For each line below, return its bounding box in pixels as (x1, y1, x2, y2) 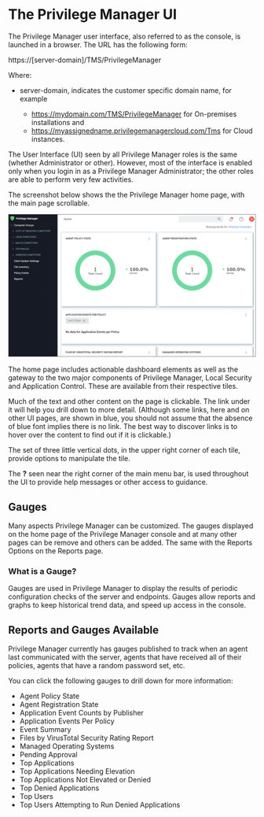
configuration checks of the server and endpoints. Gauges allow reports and (8, 592, 255, 601)
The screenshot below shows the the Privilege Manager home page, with (8, 190, 245, 199)
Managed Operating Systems (19, 741, 115, 751)
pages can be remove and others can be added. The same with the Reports (8, 538, 253, 548)
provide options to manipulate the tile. (8, 454, 131, 464)
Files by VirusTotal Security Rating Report (19, 734, 155, 743)
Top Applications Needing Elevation (19, 767, 135, 776)
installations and (31, 117, 85, 127)
